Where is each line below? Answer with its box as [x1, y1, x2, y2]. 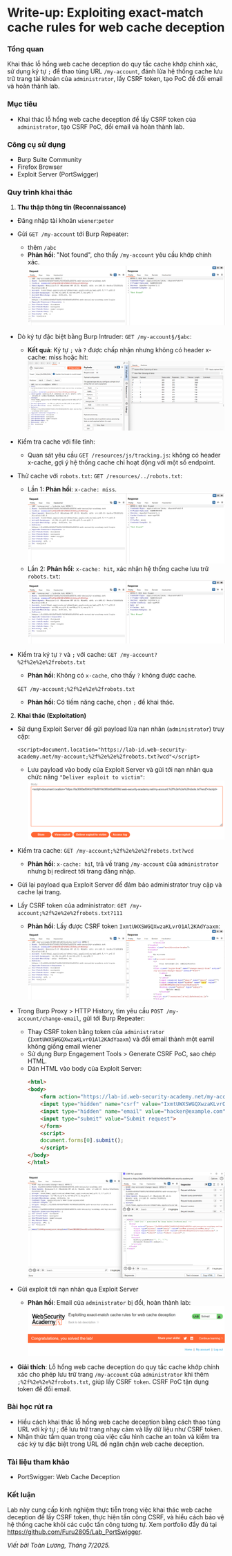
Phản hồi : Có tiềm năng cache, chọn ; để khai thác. [27, 698, 175, 707]
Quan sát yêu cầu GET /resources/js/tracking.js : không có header [27, 451, 221, 459]
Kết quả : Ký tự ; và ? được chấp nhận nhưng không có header [27, 345, 204, 354]
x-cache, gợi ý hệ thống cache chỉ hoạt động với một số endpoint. [27, 458, 215, 467]
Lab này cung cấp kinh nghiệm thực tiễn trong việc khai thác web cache [7, 1505, 213, 1514]
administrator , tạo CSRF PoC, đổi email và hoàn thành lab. [17, 123, 185, 131]
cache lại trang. [17, 888, 62, 896]
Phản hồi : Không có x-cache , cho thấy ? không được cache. [27, 671, 197, 680]
